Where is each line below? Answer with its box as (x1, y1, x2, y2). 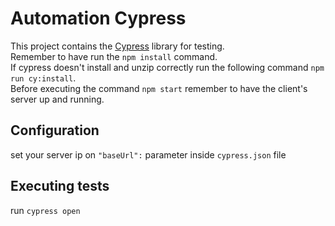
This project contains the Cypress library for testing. (10, 40, 225, 52)
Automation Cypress (10, 7, 187, 30)
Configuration (10, 122, 100, 139)
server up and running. (10, 93, 105, 105)
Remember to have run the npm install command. (10, 50, 218, 62)
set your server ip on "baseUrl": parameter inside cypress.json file (10, 148, 287, 161)
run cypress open (10, 204, 81, 216)
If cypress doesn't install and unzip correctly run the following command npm (10, 61, 325, 73)
